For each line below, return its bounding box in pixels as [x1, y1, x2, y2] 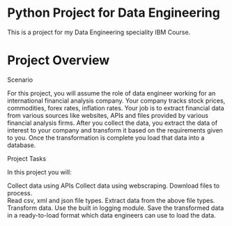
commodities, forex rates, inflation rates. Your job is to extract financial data [7, 103, 224, 112]
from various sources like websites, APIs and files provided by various [7, 111, 209, 119]
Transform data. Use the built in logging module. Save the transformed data [7, 204, 224, 212]
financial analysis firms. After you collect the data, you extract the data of [7, 119, 218, 127]
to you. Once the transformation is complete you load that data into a [7, 133, 205, 142]
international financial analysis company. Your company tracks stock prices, [7, 96, 226, 105]
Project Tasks [7, 154, 47, 163]
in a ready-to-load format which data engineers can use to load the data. [7, 211, 216, 219]
